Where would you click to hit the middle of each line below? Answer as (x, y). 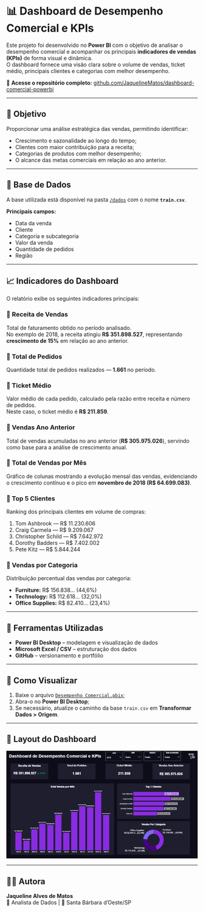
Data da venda (33, 223)
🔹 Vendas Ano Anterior (41, 427)
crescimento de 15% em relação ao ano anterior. (68, 340)
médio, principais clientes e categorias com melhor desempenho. (88, 71)
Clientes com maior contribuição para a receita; (75, 147)
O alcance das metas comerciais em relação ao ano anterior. (91, 160)
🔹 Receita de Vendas (37, 315)
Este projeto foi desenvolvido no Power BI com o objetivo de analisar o (95, 45)
